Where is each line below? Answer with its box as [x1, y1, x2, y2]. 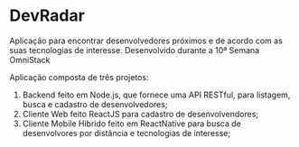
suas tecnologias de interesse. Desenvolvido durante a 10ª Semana [9, 44, 260, 55]
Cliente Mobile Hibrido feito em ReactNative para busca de [22, 118, 241, 129]
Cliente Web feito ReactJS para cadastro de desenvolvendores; [22, 108, 259, 119]
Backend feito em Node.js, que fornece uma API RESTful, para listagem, [22, 89, 291, 100]
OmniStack [9, 54, 51, 65]
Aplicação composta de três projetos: [9, 71, 149, 82]
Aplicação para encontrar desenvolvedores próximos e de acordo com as [9, 35, 283, 46]
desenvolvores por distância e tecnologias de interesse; [22, 127, 231, 138]
